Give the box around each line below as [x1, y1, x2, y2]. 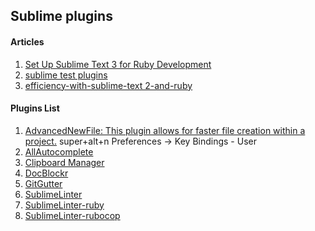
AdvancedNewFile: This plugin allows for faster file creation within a [24, 124, 306, 136]
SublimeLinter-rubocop [24, 209, 121, 221]
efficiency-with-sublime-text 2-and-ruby [24, 79, 193, 91]
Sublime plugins [10, 8, 113, 25]
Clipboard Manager [24, 156, 105, 168]
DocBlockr [24, 167, 69, 179]
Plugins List [10, 102, 60, 114]
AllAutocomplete [24, 145, 94, 158]
